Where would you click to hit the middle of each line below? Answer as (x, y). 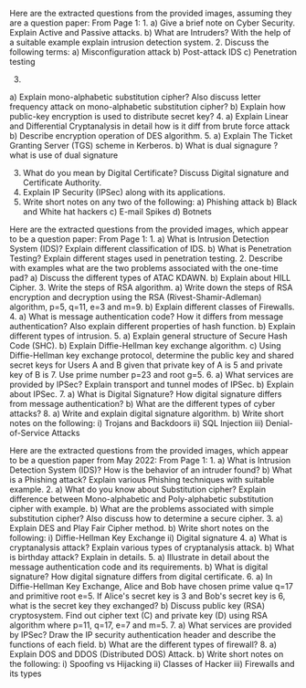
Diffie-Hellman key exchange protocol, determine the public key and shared (152, 355)
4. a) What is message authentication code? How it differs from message (147, 317)
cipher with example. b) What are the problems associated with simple (142, 509)
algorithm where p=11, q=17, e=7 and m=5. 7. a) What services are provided (151, 625)
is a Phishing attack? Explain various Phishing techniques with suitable (142, 480)
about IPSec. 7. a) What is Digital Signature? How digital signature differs (146, 394)
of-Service (30, 433)
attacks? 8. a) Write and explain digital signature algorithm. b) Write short (147, 413)
